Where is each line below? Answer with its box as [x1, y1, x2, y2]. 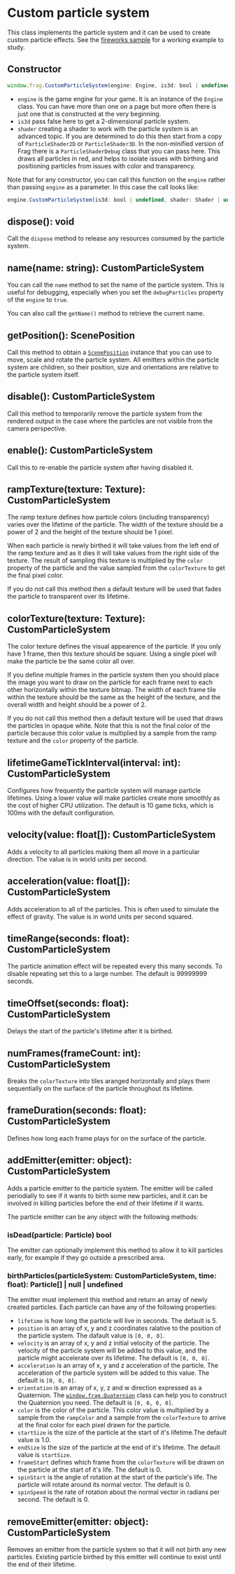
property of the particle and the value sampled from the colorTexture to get [7, 564, 225, 572]
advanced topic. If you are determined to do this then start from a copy [17, 132, 222, 140]
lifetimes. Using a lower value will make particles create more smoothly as [7, 794, 220, 802]
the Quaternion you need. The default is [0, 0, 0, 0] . [17, 1399, 173, 1407]
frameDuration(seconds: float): [7, 1104, 147, 1116]
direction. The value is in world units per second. [7, 855, 148, 863]
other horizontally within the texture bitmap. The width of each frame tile [7, 686, 217, 694]
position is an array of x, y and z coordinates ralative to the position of [17, 1324, 222, 1333]
